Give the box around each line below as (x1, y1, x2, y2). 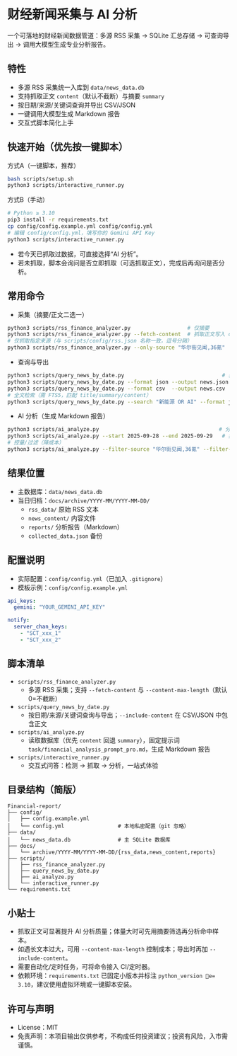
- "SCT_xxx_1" (20, 630, 61, 637)
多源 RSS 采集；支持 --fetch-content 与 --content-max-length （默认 (28, 685, 228, 694)
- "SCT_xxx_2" (20, 636, 61, 643)
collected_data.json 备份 (28, 532, 103, 540)
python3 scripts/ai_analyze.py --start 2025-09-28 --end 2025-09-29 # (7, 432, 226, 440)
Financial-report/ (7, 803, 61, 810)
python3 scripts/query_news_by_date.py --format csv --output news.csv (7, 385, 226, 392)
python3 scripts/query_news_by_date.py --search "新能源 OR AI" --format (7, 398, 226, 406)
